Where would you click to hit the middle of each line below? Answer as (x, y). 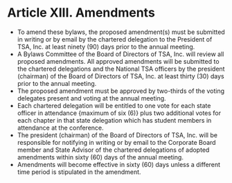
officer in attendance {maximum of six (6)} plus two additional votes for (119, 113)
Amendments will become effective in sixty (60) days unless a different (118, 164)
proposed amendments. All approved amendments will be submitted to (118, 61)
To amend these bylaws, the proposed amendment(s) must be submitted (121, 32)
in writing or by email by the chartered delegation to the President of (115, 39)
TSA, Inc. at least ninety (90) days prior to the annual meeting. (106, 46)
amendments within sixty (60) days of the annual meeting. (100, 157)
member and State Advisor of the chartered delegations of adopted (113, 150)
